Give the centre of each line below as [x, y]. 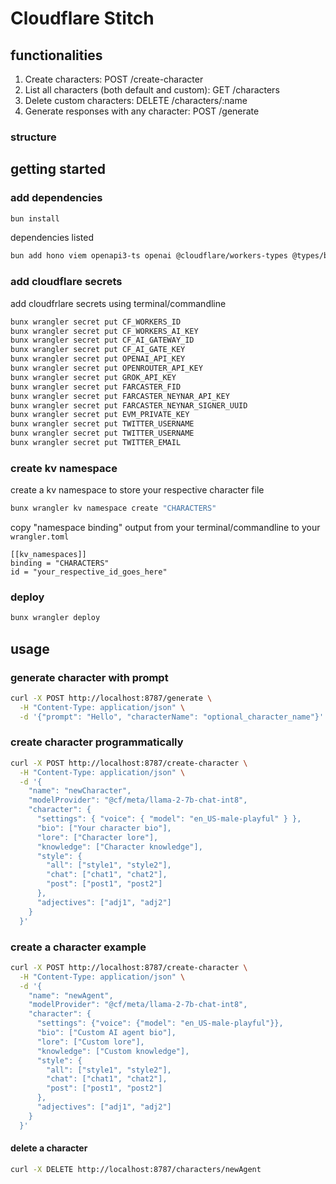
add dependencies [56, 198]
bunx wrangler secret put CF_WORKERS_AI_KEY [104, 331]
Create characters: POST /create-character [114, 79]
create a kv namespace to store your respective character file [137, 490]
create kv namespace [64, 468]
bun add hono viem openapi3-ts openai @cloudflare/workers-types [149, 256]
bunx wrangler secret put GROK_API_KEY [93, 377]
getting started [58, 169]
